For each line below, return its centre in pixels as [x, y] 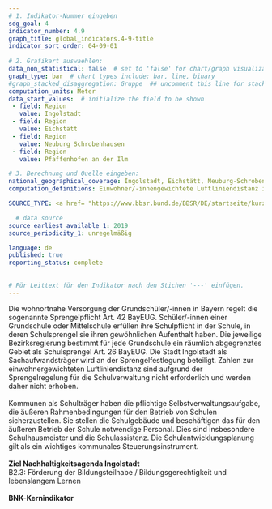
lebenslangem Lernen [45, 481]
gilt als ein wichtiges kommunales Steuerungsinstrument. [104, 446]
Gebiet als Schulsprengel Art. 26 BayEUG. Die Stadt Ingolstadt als [118, 351]
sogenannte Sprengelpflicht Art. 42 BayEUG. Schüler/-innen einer [118, 317]
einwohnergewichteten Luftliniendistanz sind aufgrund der [106, 369]
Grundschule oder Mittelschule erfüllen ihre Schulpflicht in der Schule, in [130, 326]
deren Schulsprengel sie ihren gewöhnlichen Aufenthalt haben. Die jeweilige [135, 334]
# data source [39, 218]
